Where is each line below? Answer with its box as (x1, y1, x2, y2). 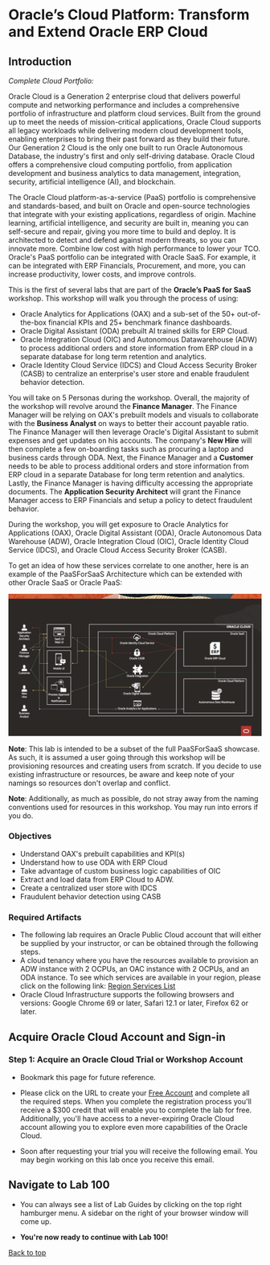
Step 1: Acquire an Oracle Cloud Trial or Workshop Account (8, 1054, 243, 1066)
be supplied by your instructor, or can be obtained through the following (19, 939, 259, 948)
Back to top (8, 1247, 47, 1257)
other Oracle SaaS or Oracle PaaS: (8, 578, 123, 587)
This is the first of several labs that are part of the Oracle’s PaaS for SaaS (8, 285, 252, 294)
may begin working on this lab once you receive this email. (19, 1155, 215, 1165)
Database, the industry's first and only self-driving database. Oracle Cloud (8, 151, 256, 161)
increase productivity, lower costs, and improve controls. (8, 269, 197, 279)
